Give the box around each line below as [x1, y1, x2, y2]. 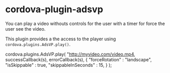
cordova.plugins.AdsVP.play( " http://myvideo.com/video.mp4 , [5, 51, 135, 57]
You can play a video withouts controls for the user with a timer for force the [5, 20, 165, 27]
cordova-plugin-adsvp [5, 4, 103, 15]
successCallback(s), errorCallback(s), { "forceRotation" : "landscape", [5, 56, 152, 62]
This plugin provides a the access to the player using [5, 36, 116, 42]
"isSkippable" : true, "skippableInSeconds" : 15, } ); [5, 62, 112, 68]
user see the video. [5, 26, 46, 32]
